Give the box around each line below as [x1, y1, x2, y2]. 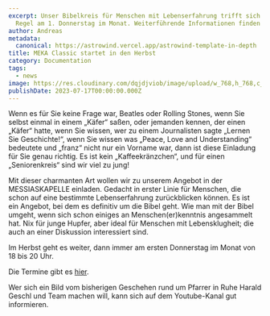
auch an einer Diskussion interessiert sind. [8, 227, 149, 237]
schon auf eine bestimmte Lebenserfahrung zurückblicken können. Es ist [8, 193, 251, 202]
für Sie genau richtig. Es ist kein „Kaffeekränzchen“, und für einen [8, 152, 225, 161]
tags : [8, 64, 27, 73]
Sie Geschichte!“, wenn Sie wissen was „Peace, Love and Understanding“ [8, 135, 252, 144]
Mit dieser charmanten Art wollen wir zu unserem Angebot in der [8, 176, 223, 185]
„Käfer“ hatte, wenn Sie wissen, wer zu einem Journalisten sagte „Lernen [8, 126, 251, 135]
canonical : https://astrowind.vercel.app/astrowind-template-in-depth [15, 42, 257, 50]
